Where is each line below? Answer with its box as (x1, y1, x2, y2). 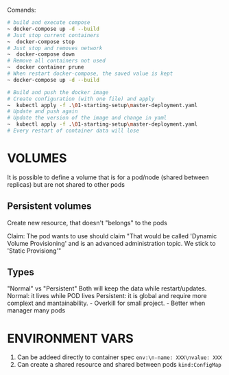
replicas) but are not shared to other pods (7, 180, 125, 188)
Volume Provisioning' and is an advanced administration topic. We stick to (7, 239, 216, 247)
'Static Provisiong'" (7, 247, 62, 255)
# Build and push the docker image (7, 89, 109, 95)
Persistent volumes (7, 201, 92, 212)
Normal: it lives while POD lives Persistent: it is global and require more (7, 292, 207, 300)
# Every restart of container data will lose (7, 127, 139, 134)
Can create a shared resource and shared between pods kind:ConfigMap (16, 361, 221, 369)
